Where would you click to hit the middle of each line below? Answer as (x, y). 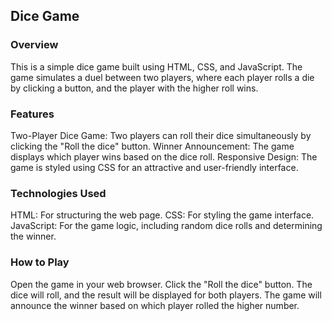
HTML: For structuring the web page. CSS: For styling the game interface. (162, 215)
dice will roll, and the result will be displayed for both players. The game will (166, 295)
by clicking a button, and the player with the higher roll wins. (134, 88)
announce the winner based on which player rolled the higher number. (155, 305)
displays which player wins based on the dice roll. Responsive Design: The (164, 156)
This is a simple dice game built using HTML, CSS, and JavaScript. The (156, 66)
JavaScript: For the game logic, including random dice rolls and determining (166, 226)
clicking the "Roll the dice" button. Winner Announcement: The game (152, 146)
